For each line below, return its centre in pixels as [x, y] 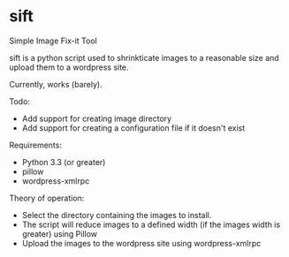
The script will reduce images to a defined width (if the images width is [151, 224]
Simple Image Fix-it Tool [53, 41]
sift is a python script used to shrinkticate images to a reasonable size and [144, 57]
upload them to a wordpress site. [69, 67]
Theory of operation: [47, 198]
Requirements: [35, 145]
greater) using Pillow [60, 234]
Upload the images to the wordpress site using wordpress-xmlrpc [141, 243]
